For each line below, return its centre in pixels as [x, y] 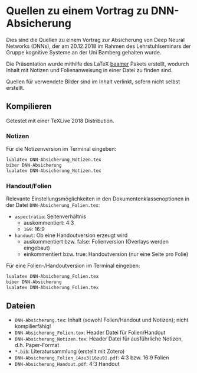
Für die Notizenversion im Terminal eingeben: [61, 149]
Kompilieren [29, 107]
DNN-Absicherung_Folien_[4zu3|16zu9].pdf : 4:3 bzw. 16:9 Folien [92, 358]
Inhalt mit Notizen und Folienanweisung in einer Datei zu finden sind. [89, 70]
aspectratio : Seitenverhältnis [50, 216]
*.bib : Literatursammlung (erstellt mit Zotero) [70, 351]
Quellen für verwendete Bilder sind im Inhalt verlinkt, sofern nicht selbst [93, 82]
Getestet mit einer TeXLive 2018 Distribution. [60, 121]
